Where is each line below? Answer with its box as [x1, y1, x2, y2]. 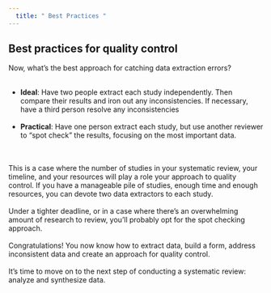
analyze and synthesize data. [8, 275, 106, 285]
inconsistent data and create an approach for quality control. [8, 249, 210, 259]
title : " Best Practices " [15, 11, 107, 20]
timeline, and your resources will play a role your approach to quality [8, 172, 237, 182]
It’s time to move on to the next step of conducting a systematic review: [8, 266, 247, 276]
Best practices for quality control [8, 42, 178, 56]
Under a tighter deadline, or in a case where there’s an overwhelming [8, 206, 239, 216]
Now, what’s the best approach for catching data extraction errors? [8, 63, 232, 73]
